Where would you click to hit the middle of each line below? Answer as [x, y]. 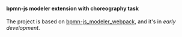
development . [23, 28]
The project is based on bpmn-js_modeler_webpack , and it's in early [91, 21]
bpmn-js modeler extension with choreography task [73, 8]
